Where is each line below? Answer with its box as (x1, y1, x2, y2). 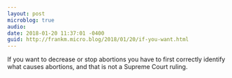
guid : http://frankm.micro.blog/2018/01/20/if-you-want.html (7, 36, 189, 43)
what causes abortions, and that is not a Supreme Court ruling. (7, 63, 188, 71)
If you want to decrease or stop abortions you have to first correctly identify (7, 55, 226, 63)
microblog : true (7, 17, 55, 24)
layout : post (7, 10, 45, 17)
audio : (7, 23, 27, 30)
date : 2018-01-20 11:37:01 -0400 (7, 29, 105, 37)
